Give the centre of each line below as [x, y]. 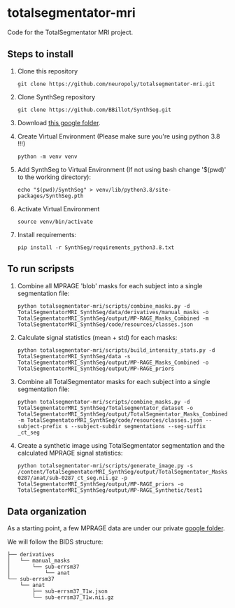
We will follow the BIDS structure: [55, 542]
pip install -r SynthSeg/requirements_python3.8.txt [96, 247]
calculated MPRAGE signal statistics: [70, 453]
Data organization [47, 511]
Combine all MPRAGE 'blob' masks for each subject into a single [110, 285]
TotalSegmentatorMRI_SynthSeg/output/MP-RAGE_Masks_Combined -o [113, 362]
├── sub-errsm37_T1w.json [70, 592]
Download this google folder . [59, 122]
